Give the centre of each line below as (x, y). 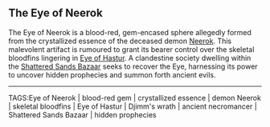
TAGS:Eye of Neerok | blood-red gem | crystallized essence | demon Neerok (135, 97)
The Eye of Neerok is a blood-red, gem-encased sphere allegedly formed (130, 32)
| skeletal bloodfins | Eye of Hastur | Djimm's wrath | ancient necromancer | (133, 106)
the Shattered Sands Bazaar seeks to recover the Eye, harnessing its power (133, 66)
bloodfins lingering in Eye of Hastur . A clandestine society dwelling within (130, 58)
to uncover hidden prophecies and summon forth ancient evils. (112, 74)
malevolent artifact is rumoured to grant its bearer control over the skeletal (131, 49)
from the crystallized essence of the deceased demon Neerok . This (120, 41)
